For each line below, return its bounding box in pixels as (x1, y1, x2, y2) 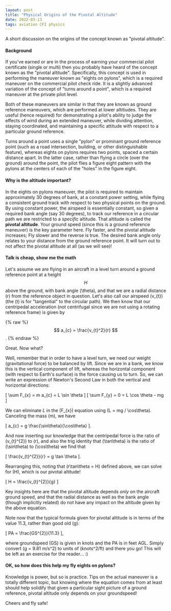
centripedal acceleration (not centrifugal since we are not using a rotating (5, 304, 160, 310)
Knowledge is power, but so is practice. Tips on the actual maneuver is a (5, 574, 158, 580)
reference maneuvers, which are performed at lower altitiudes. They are (5, 107, 157, 113)
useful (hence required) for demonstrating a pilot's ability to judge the (5, 112, 152, 118)
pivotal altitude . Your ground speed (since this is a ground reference (5, 221, 151, 228)
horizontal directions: (5, 382, 50, 388)
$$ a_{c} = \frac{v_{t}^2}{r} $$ (53, 327, 118, 333)
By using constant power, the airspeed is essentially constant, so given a (5, 205, 158, 211)
